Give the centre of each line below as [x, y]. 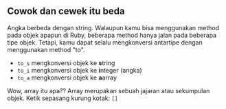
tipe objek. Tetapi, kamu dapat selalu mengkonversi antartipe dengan [105, 42]
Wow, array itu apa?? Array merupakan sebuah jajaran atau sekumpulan [109, 90]
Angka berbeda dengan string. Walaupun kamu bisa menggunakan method [113, 27]
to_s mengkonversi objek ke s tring [66, 63]
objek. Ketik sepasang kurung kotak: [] [63, 98]
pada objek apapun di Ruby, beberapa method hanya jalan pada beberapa [112, 35]
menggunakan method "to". [46, 49]
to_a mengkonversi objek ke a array [67, 77]
